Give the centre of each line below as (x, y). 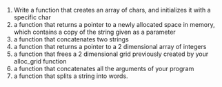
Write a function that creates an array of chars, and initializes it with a (112, 10)
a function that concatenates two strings (71, 39)
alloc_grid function (40, 61)
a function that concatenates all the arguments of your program (104, 69)
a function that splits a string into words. (71, 76)
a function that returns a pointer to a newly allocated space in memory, (114, 25)
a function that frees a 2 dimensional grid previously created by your (111, 54)
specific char (32, 17)
